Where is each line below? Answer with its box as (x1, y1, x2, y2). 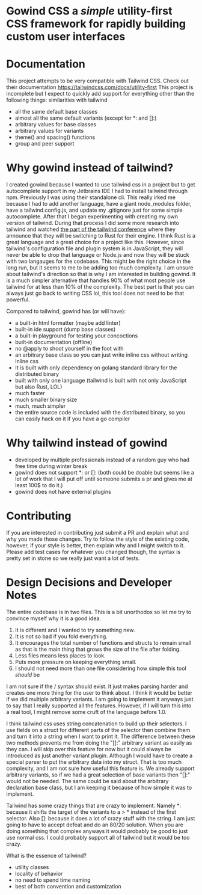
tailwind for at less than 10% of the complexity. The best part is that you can (6, 283, 195, 291)
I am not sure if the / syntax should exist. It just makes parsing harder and (6, 683, 188, 690)
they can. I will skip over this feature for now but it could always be (6, 745, 171, 752)
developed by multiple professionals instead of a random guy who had (14, 456, 190, 463)
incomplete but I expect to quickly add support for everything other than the (6, 90, 195, 97)
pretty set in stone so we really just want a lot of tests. (6, 555, 140, 562)
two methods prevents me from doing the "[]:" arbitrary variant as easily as (6, 739, 192, 746)
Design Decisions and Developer (6, 576, 173, 589)
